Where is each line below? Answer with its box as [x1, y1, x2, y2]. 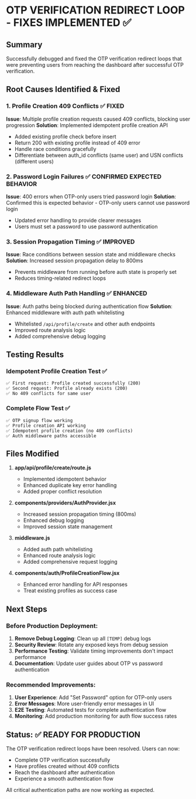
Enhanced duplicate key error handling [23, 482, 117, 489]
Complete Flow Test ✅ [6, 404, 70, 413]
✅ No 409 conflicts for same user [6, 390, 91, 397]
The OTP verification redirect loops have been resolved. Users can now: [6, 745, 180, 752]
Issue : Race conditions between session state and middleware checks [6, 251, 176, 258]
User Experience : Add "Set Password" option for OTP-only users [14, 694, 172, 701]
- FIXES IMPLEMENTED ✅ [6, 16, 132, 29]
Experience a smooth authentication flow [14, 775, 114, 782]
